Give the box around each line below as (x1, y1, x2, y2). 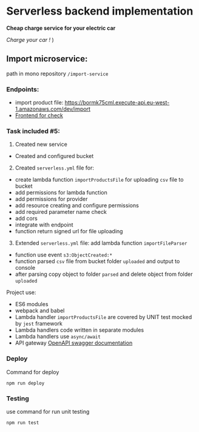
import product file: (15, 99, 64, 106)
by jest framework (15, 320, 62, 327)
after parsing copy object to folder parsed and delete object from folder (15, 270, 193, 278)
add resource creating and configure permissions (15, 202, 140, 209)
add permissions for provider (15, 196, 88, 203)
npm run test (6, 419, 39, 426)
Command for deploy (6, 368, 59, 375)
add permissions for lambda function (15, 189, 107, 196)
